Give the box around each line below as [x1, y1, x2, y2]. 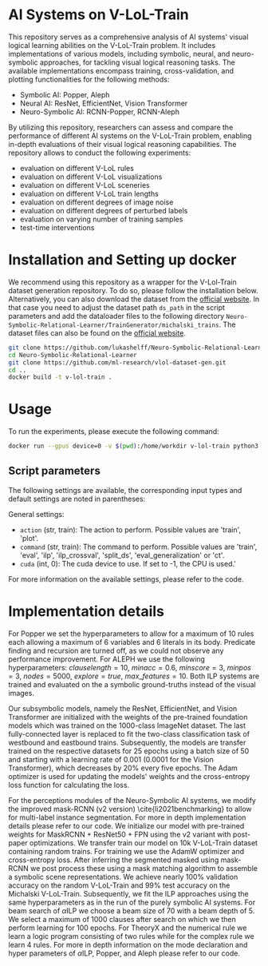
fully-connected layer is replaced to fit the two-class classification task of [8, 729, 250, 738]
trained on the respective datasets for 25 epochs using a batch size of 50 [8, 745, 250, 756]
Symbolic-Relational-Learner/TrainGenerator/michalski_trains [8, 321, 219, 329]
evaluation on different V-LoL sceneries [19, 180, 150, 189]
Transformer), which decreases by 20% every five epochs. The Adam [8, 763, 238, 773]
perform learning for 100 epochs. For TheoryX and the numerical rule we [8, 923, 247, 932]
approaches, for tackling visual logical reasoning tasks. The [39, 58, 235, 67]
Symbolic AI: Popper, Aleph [19, 89, 110, 99]
